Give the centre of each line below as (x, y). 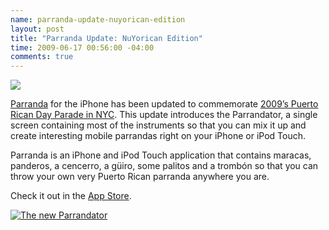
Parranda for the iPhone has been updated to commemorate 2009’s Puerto (164, 104)
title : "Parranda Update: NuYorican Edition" (106, 38)
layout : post (37, 29)
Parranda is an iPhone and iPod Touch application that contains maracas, (161, 155)
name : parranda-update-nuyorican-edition (98, 19)
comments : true (42, 57)
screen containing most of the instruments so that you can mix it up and (158, 125)
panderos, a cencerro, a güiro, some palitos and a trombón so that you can (164, 166)
